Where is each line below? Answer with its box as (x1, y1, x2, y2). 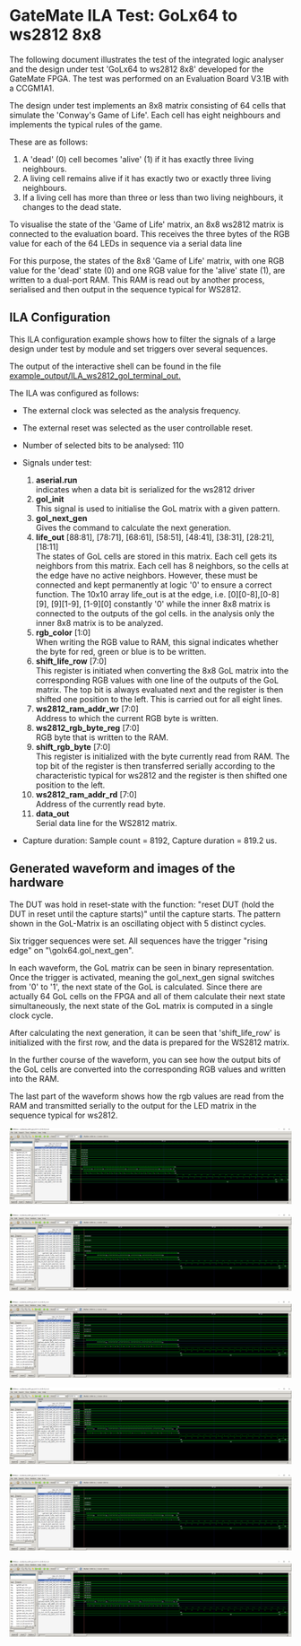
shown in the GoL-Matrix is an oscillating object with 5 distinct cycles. (9, 918, 267, 928)
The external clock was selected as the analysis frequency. (21, 405, 242, 415)
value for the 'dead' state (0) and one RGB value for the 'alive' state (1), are (9, 265, 286, 275)
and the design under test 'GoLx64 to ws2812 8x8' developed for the (9, 64, 264, 74)
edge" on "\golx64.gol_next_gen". (9, 945, 134, 955)
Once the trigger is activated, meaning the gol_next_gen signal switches (9, 971, 275, 982)
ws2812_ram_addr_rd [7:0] (35, 788, 137, 799)
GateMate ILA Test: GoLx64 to (9, 5, 238, 26)
